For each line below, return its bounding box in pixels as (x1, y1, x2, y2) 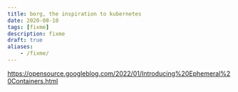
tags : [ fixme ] (7, 23, 50, 30)
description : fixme (7, 30, 66, 38)
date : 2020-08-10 (7, 17, 59, 24)
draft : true (7, 37, 43, 44)
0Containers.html (7, 76, 58, 85)
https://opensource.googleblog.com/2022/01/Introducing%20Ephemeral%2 (7, 69, 231, 78)
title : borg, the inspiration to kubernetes (7, 10, 142, 18)
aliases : (7, 43, 33, 50)
